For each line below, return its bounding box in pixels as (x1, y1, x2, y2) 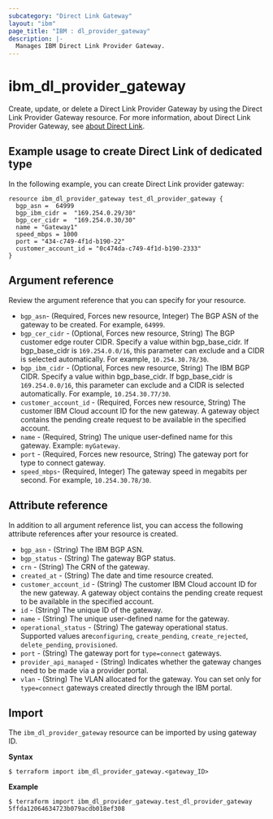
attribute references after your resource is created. (8, 529, 179, 539)
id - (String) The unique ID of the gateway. (19, 604, 163, 614)
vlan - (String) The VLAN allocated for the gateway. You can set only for (19, 674, 262, 683)
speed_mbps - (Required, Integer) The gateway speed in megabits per (19, 466, 248, 476)
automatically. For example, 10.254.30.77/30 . (19, 388, 171, 398)
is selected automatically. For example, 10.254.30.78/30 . (19, 354, 210, 364)
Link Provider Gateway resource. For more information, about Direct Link (8, 113, 251, 123)
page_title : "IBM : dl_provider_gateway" (8, 27, 151, 35)
